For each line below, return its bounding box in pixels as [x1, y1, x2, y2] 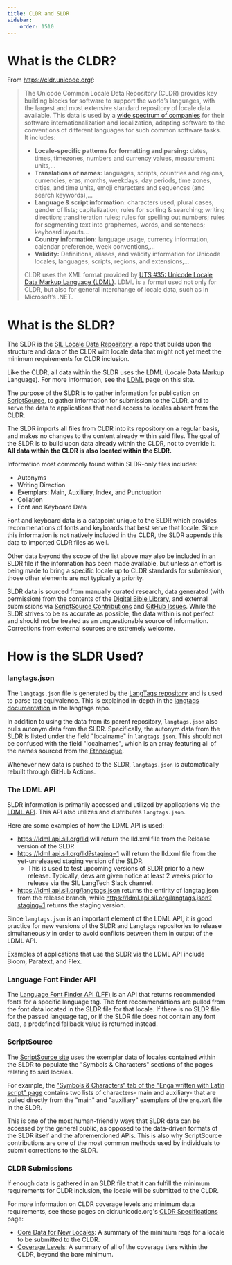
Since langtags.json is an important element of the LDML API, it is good [7, 914, 213, 923]
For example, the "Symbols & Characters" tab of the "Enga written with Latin [7, 1081, 225, 1089]
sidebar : [7, 17, 33, 24]
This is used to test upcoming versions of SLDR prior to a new [27, 864, 204, 873]
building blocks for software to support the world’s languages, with [24, 96, 215, 105]
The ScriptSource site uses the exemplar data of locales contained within [7, 1053, 216, 1061]
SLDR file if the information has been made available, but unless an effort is [7, 559, 222, 568]
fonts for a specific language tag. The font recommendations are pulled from [7, 997, 226, 1006]
